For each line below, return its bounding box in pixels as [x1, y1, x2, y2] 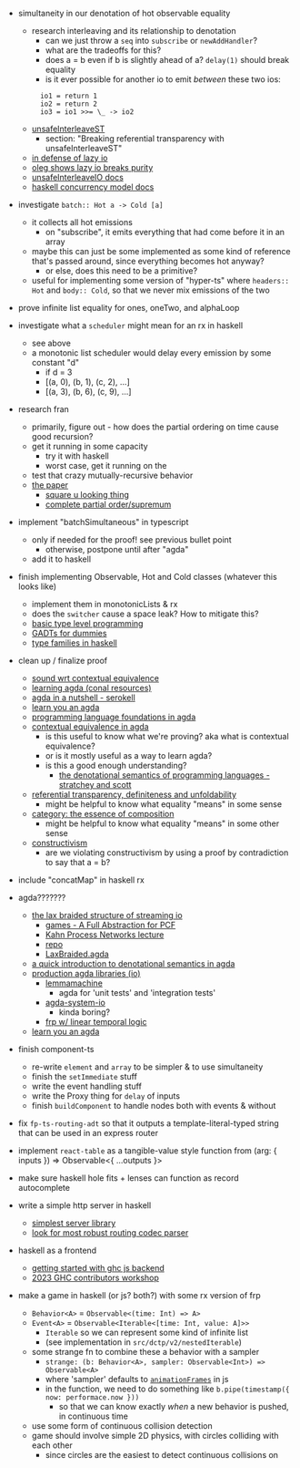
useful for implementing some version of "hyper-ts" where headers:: [31, 275, 290, 285]
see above [31, 337, 71, 348]
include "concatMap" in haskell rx [17, 874, 145, 885]
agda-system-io [45, 998, 106, 1008]
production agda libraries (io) [31, 968, 141, 978]
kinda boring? [58, 1007, 111, 1018]
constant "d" [31, 357, 80, 367]
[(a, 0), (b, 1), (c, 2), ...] [45, 377, 130, 387]
